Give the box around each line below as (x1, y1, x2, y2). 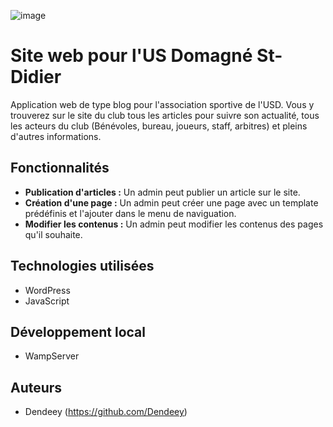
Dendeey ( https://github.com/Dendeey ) (24, 406, 188, 418)
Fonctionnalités (10, 160, 110, 177)
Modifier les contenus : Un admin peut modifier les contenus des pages (24, 218, 324, 230)
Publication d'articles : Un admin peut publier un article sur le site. (24, 186, 301, 198)
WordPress (24, 284, 71, 296)
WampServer (24, 350, 80, 362)
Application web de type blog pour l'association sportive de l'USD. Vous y (10, 98, 315, 110)
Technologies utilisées (10, 258, 155, 275)
